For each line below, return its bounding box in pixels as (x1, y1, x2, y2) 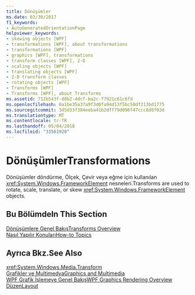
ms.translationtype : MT (6, 112, 65, 118)
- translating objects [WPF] (6, 69, 78, 75)
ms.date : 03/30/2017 (6, 14, 57, 20)
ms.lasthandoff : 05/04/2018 (6, 123, 75, 129)
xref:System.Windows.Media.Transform (6, 264, 103, 271)
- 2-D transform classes (6, 74, 67, 80)
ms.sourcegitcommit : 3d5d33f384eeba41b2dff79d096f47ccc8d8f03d (6, 107, 165, 113)
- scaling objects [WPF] (6, 63, 67, 69)
